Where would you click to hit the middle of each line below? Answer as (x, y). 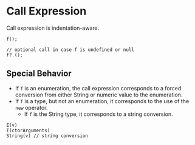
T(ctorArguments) (28, 130)
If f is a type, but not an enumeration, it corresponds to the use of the (102, 101)
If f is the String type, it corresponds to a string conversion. (98, 114)
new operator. (31, 107)
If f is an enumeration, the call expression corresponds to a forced (98, 88)
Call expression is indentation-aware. (53, 28)
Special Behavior (39, 74)
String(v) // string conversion (47, 136)
